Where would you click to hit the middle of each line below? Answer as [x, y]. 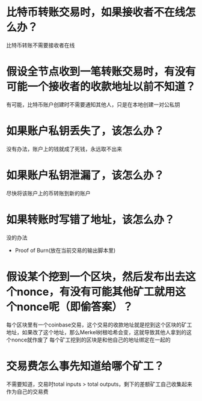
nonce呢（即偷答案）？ [75, 307]
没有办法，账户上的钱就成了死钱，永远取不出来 [64, 148]
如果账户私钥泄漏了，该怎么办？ [85, 176]
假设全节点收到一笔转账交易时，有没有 [101, 72]
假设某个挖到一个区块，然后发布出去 [96, 277]
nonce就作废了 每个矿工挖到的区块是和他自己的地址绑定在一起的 [91, 340]
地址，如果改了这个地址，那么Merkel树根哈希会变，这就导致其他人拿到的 [96, 332]
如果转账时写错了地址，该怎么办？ [91, 219]
